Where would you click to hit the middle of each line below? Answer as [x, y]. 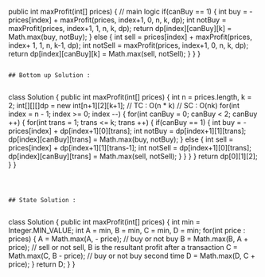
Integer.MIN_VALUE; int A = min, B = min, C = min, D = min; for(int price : [127, 230]
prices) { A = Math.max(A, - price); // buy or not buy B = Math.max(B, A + [129, 239]
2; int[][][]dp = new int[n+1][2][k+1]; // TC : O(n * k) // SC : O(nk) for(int [124, 105]
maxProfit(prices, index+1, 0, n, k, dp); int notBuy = [143, 20]
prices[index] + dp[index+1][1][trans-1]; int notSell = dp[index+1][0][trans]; [130, 148]
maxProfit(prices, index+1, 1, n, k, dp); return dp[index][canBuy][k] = [120, 28]
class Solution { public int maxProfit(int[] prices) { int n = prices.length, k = [130, 97]
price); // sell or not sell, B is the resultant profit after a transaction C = [123, 247]
